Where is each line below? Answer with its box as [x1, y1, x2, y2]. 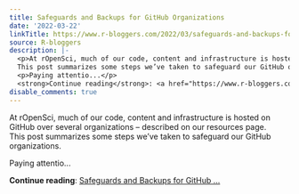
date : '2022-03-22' [9, 21, 82, 30]
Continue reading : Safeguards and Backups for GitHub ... [9, 174, 221, 185]
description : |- [9, 46, 69, 55]
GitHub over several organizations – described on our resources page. [9, 121, 267, 132]
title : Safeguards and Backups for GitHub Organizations [9, 12, 225, 22]
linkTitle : [9, 29, 50, 38]
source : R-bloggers [9, 37, 82, 47]
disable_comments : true [9, 87, 98, 96]
